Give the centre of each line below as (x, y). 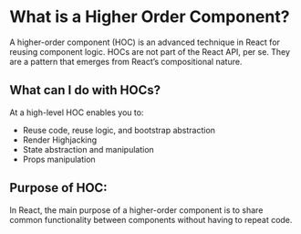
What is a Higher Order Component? (150, 17)
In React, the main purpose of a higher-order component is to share (136, 210)
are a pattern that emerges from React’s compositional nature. (126, 61)
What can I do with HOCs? (85, 90)
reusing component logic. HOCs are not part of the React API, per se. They (150, 51)
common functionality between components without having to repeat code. (151, 219)
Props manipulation (59, 159)
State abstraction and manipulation (88, 149)
